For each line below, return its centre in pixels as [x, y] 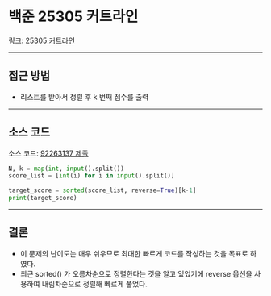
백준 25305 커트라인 [73, 17]
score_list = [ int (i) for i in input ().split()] [92, 176]
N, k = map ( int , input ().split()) [67, 169]
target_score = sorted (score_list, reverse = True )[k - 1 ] [102, 190]
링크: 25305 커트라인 [42, 40]
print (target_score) [43, 198]
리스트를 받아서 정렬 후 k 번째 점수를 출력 [84, 97]
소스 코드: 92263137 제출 [48, 153]
